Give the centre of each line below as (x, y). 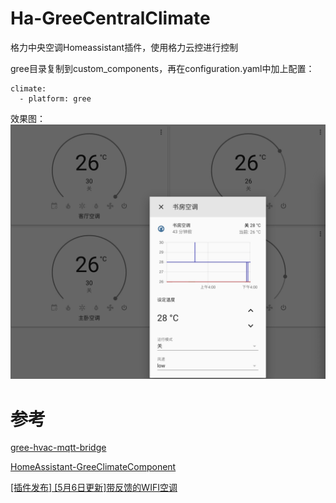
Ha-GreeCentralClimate (110, 18)
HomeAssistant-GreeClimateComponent (93, 467)
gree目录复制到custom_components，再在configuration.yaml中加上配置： (162, 68)
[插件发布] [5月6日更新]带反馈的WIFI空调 (94, 488)
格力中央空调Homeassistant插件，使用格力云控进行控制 (124, 47)
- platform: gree (55, 98)
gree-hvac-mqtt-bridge (58, 448)
